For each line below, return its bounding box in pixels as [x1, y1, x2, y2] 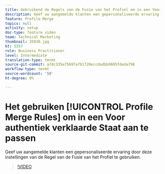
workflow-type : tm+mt [5, 67, 50, 72]
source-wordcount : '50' [5, 71, 54, 76]
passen [5, 132, 36, 144]
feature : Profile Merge [5, 16, 54, 21]
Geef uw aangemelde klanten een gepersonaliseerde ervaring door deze [5, 148, 152, 155]
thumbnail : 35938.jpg [5, 39, 50, 44]
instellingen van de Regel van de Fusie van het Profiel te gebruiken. [5, 154, 141, 160]
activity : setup [5, 26, 38, 30]
